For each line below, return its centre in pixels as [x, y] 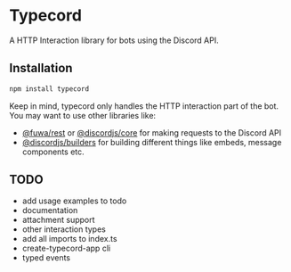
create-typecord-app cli [66, 248]
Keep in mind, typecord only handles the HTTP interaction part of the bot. [144, 106]
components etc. [53, 152]
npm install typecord [49, 89]
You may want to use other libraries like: [83, 115]
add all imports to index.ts [69, 239]
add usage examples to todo [74, 201]
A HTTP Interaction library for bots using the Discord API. [114, 40]
